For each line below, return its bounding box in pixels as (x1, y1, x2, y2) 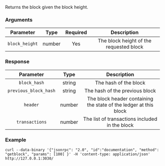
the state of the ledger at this (86, 101, 154, 108)
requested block (106, 44, 144, 51)
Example (5, 136, 27, 143)
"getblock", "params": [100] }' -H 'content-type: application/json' (5, 152, 151, 157)
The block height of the (98, 37, 152, 44)
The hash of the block (95, 79, 146, 86)
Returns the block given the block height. (5, 4, 88, 10)
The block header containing (87, 95, 154, 102)
